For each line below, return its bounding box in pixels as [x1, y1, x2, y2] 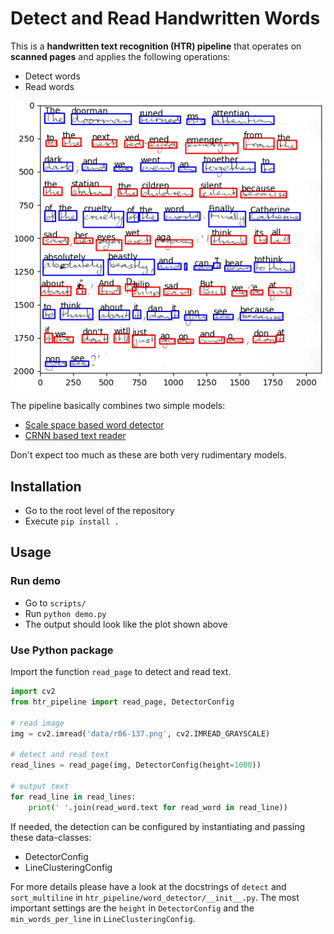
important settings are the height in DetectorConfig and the [10, 902, 255, 914]
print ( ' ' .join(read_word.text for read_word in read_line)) [28, 802, 288, 812]
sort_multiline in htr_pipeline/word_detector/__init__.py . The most [10, 891, 300, 903]
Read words [24, 80, 75, 92]
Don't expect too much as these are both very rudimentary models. [10, 449, 287, 461]
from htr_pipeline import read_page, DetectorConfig [10, 697, 235, 707]
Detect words [24, 70, 81, 82]
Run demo [10, 574, 62, 588]
